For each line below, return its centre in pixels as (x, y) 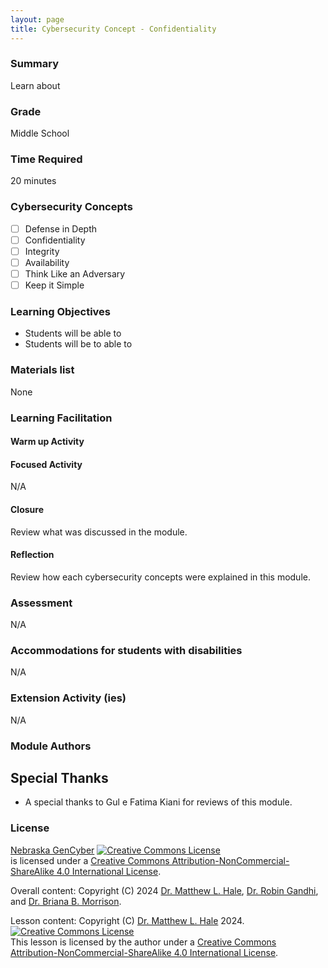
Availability (47, 262)
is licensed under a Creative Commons (90, 860)
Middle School (40, 133)
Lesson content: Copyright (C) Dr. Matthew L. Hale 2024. (127, 920)
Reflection (32, 555)
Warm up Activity (47, 442)
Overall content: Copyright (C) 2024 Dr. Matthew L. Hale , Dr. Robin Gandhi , (164, 890)
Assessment (41, 603)
